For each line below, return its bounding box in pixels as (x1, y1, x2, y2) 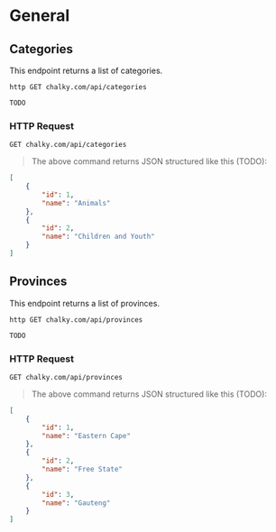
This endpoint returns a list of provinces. (9, 298, 161, 308)
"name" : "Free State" (41, 465, 124, 474)
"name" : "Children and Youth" (41, 232, 155, 242)
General (9, 5, 70, 26)
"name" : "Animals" (41, 198, 111, 207)
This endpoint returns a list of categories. (9, 65, 163, 76)
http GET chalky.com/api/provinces (9, 315, 143, 325)
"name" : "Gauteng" (41, 498, 111, 508)
